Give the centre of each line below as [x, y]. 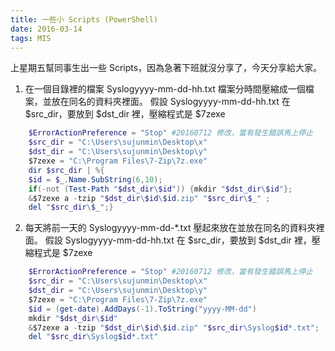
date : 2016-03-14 [46, 29]
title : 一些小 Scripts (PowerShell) [84, 19]
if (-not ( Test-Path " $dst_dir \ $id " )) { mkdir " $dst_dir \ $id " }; [160, 189]
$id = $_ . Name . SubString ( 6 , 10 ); [95, 179]
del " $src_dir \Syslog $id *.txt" [93, 337]
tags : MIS [31, 38]
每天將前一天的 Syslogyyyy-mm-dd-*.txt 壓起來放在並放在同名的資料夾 [170, 228]
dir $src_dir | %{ [66, 170]
